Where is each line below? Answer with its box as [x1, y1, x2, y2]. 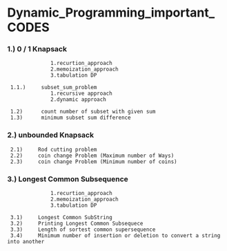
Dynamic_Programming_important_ [7, 5, 215, 21]
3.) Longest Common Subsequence [7, 174, 129, 184]
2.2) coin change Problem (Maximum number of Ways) [10, 152, 175, 159]
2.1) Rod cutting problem [10, 146, 97, 153]
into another [7, 239, 45, 245]
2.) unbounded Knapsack [7, 130, 95, 140]
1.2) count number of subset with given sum [10, 109, 156, 115]
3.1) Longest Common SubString [10, 214, 112, 221]
